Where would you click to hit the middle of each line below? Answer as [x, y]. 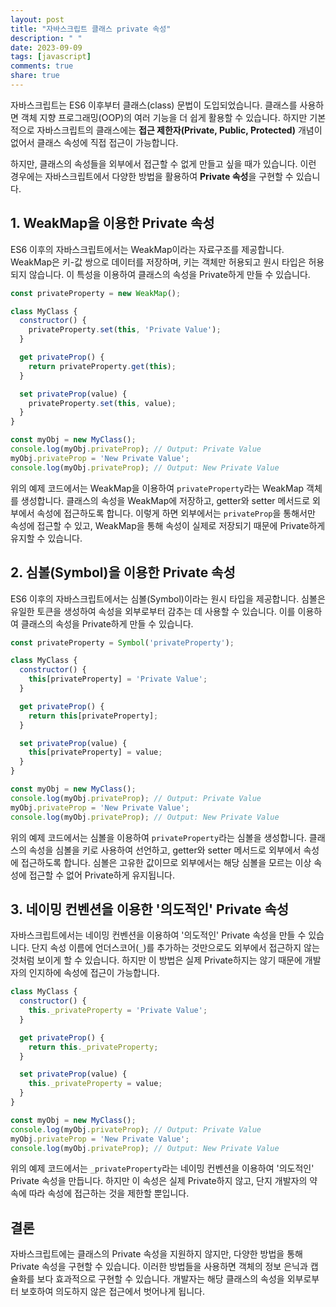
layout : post [37, 19]
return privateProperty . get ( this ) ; [102, 366]
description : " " [46, 38]
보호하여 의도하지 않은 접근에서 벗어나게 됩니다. [113, 1292]
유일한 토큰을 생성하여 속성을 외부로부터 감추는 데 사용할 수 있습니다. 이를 [153, 611]
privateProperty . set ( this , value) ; [102, 403]
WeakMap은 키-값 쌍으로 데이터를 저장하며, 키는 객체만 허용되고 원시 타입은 [158, 262]
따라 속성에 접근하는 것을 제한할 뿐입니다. [109, 1193]
